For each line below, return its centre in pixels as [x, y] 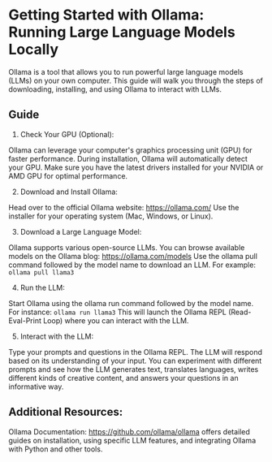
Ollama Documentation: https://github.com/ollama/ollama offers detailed [129, 431]
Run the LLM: [42, 287]
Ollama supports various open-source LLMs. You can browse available [127, 247]
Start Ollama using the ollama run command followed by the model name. [131, 303]
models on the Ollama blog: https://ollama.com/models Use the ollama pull [133, 256]
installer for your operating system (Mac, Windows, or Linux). [111, 216]
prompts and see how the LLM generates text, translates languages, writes [134, 369]
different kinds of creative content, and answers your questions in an [123, 378]
